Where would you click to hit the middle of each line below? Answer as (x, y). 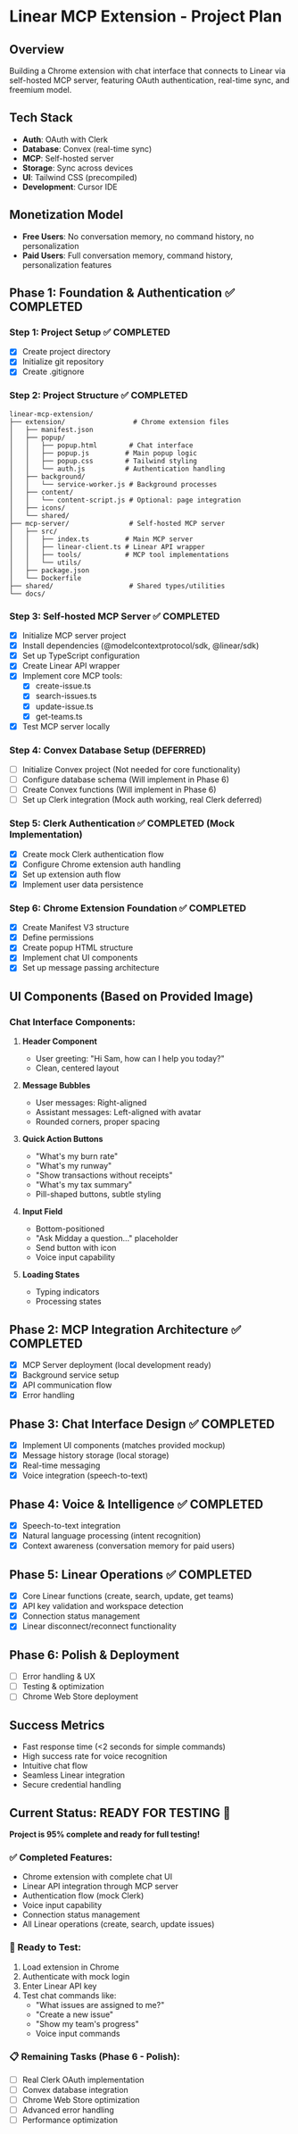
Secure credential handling (72, 1785)
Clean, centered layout (77, 1068)
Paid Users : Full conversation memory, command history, (128, 255)
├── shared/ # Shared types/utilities (117, 586)
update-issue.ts (64, 706)
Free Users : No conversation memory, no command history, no (138, 236)
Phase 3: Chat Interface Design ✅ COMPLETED (142, 1424)
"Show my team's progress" (87, 2023)
